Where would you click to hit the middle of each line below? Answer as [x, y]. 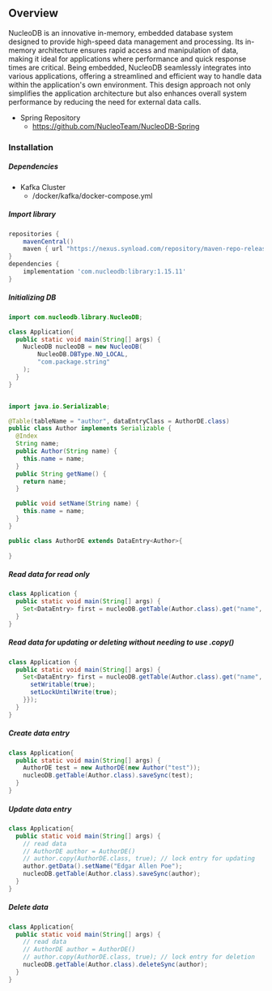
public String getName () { [61, 474]
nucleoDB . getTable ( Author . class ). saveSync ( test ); [108, 776]
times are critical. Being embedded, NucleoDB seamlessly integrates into [130, 67]
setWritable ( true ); [62, 685]
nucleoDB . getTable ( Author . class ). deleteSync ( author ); [115, 965]
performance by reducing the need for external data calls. [105, 101]
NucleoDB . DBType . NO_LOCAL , [83, 355]
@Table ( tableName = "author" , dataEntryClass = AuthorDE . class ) [119, 421]
